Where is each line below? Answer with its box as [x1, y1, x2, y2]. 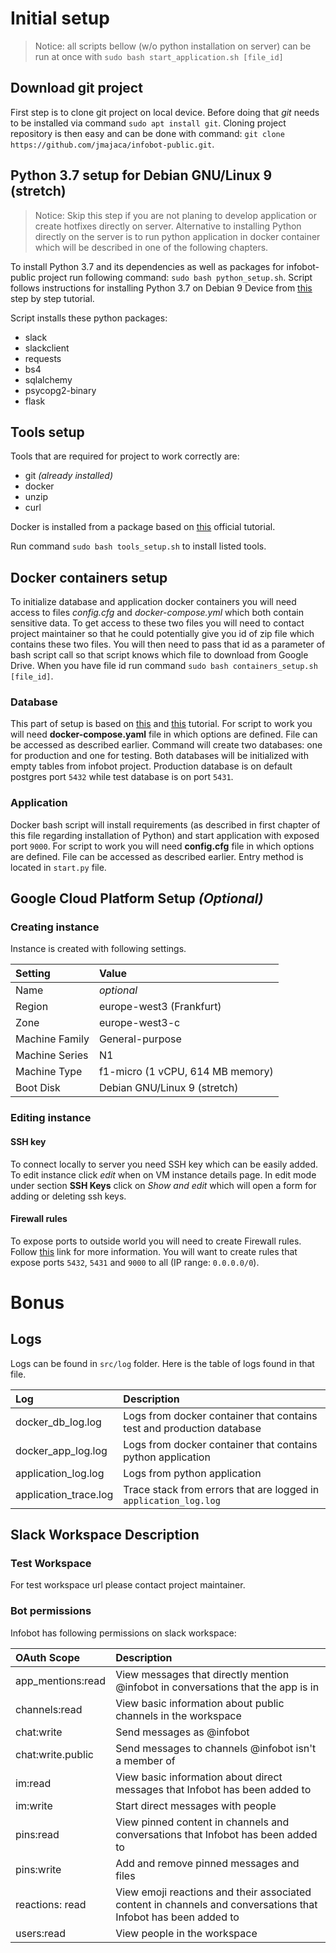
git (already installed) [24, 470, 114, 482]
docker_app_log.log [15, 1443, 108, 1457]
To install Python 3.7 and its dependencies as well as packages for [10, 260, 285, 272]
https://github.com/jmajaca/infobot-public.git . [10, 138, 215, 150]
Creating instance [10, 920, 100, 934]
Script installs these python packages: [10, 312, 168, 324]
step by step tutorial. [10, 292, 95, 304]
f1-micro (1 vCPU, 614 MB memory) [98, 1065, 274, 1079]
